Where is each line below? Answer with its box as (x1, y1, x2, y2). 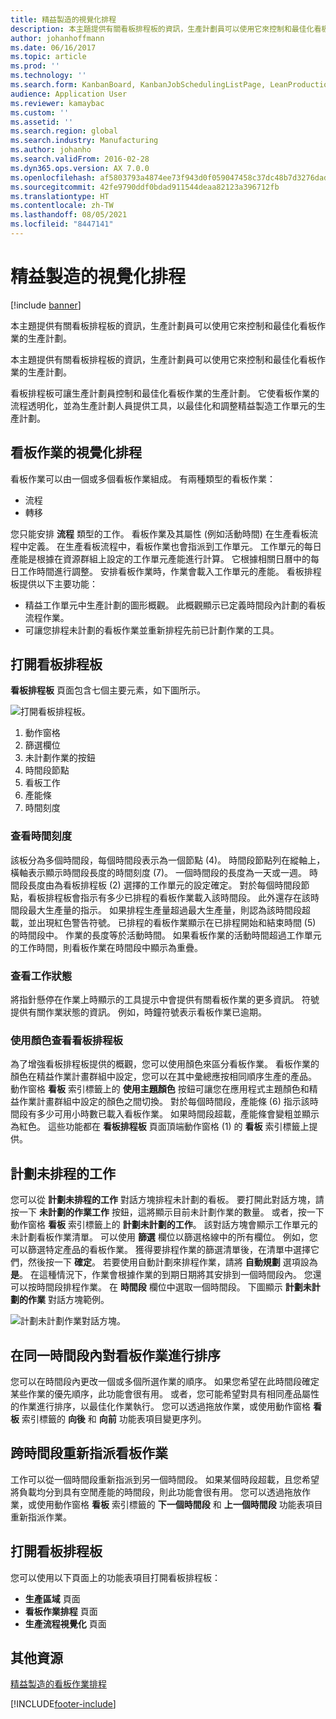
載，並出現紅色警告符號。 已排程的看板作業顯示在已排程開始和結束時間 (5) (10, 916, 317, 928)
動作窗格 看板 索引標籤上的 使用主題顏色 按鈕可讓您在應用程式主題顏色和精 (10, 1083, 318, 1095)
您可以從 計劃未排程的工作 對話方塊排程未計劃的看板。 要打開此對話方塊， (10, 1194, 316, 1206)
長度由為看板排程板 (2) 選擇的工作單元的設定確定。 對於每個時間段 (27, 879, 302, 891)
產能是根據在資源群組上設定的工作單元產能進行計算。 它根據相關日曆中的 (10, 552, 311, 565)
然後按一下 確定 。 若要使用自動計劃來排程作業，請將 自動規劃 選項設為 (27, 1256, 318, 1268)
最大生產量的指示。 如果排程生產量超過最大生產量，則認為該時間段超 (27, 904, 311, 916)
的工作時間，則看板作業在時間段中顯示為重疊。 (10, 941, 203, 953)
